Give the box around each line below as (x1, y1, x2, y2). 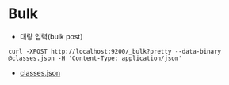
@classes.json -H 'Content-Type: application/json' (8, 54, 182, 62)
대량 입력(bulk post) (19, 31, 83, 41)
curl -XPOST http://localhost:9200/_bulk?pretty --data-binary (8, 47, 222, 55)
